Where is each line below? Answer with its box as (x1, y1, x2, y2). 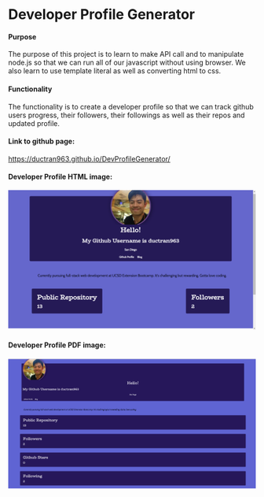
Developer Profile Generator (8, 6, 196, 24)
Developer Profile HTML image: (8, 172, 112, 182)
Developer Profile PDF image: (8, 340, 106, 350)
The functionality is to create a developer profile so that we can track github (8, 102, 254, 111)
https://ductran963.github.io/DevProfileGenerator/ (8, 154, 170, 163)
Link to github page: (8, 136, 75, 147)
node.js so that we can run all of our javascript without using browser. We (8, 57, 246, 68)
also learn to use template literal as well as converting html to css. (8, 66, 222, 76)
